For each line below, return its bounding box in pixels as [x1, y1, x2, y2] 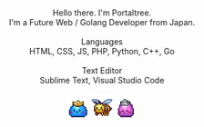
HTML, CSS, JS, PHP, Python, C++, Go [29, 46, 175, 56]
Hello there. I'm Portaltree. [52, 7, 152, 18]
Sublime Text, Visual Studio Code [39, 75, 165, 85]
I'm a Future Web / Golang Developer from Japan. [8, 17, 196, 27]
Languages [80, 36, 124, 47]
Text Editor [81, 65, 123, 75]
